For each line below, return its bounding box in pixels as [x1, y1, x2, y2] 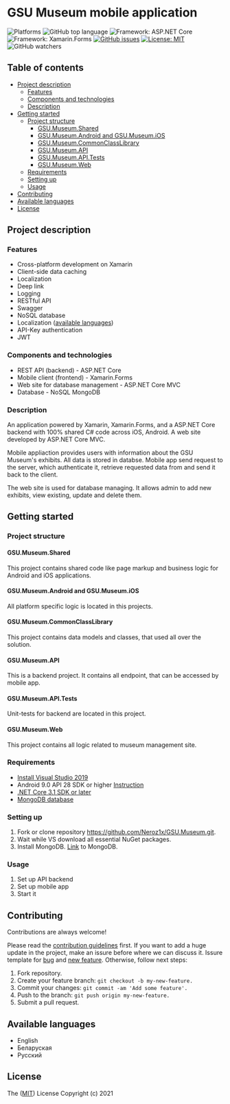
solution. [7, 640, 32, 648]
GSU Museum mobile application [7, 5, 198, 21]
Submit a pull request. [16, 998, 80, 1007]
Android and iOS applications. [7, 571, 91, 579]
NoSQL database [16, 311, 66, 320]
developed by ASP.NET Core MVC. [7, 435, 106, 444]
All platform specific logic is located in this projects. [7, 602, 153, 610]
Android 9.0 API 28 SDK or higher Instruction [16, 781, 144, 789]
